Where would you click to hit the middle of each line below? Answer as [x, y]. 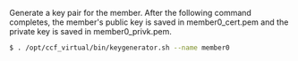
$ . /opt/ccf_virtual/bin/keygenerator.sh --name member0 [119, 48]
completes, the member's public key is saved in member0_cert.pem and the [149, 22]
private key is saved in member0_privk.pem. [91, 31]
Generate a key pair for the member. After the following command [131, 13]
